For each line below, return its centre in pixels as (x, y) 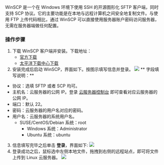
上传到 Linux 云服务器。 (36, 158)
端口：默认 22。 (28, 104)
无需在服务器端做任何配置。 (33, 25)
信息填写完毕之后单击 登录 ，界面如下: (50, 145)
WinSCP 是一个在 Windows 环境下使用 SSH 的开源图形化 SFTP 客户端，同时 (82, 7)
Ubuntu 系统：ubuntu (48, 135)
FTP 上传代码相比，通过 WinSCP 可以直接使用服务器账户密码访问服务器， (85, 19)
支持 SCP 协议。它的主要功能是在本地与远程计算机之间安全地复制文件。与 (80, 13)
